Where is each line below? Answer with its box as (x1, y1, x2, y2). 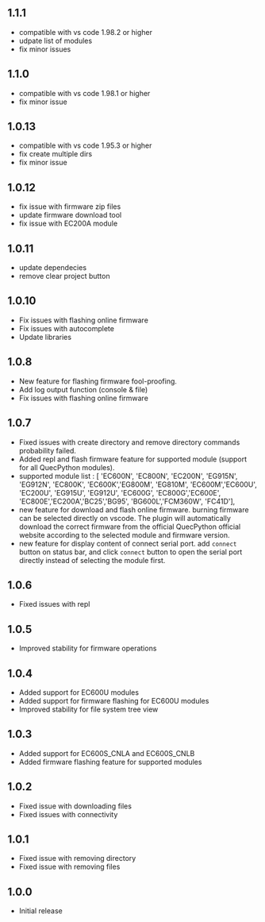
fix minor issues (18, 44, 71, 54)
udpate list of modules (18, 36, 93, 45)
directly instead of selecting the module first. (18, 555, 166, 565)
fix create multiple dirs (18, 149, 93, 159)
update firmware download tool (18, 210, 122, 220)
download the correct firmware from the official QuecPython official (18, 522, 241, 531)
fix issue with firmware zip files (18, 202, 121, 211)
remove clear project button (18, 272, 110, 281)
